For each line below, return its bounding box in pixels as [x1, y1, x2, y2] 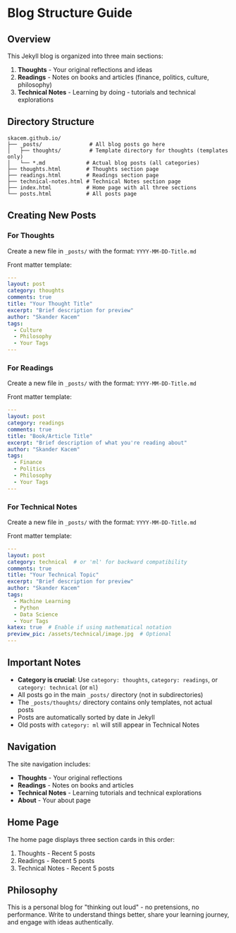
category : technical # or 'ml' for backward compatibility [7, 558, 188, 566]
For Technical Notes [7, 501, 77, 511]
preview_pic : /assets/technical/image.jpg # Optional [7, 631, 172, 638]
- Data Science [13, 611, 58, 618]
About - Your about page [17, 796, 92, 804]
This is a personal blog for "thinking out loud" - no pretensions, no [7, 903, 199, 912]
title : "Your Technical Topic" [7, 571, 99, 578]
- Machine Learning [13, 598, 71, 605]
